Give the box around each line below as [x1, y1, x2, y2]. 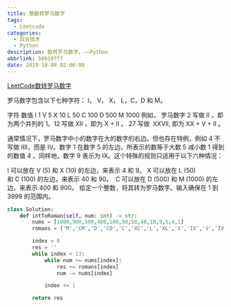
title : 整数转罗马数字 [7, 10, 66, 17]
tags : [7, 17, 23, 24]
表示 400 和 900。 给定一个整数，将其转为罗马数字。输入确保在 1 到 [25, 183, 219, 192]
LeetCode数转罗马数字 [7, 81, 72, 90]
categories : [7, 29, 41, 37]
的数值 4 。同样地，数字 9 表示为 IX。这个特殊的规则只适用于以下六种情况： [7, 151, 223, 160]
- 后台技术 [13, 36, 41, 43]
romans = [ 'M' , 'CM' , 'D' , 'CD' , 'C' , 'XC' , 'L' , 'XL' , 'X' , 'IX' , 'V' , [32, 225, 215, 232]
